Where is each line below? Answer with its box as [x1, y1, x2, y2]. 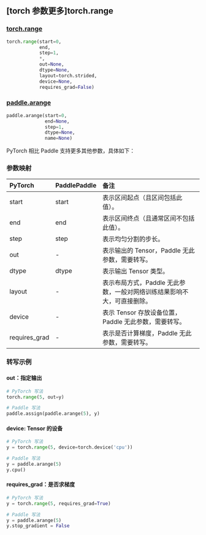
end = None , [45, 118, 70, 124]
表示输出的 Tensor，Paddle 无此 [102, 246, 195, 254]
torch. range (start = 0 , [6, 39, 62, 45]
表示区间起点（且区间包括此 [102, 193, 183, 202]
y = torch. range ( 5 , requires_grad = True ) [6, 500, 112, 507]
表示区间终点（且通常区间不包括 [102, 214, 195, 222]
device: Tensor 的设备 [6, 425, 63, 432]
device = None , [39, 78, 72, 85]
